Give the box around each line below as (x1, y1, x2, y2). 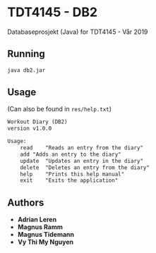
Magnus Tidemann (17, 230, 75, 239)
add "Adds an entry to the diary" (20, 151, 121, 158)
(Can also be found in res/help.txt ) (7, 105, 112, 113)
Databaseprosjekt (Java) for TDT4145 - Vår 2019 (7, 27, 148, 36)
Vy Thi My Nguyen (17, 237, 74, 247)
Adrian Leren (17, 216, 57, 224)
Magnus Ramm (17, 223, 64, 231)
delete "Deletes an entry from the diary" (20, 163, 150, 171)
